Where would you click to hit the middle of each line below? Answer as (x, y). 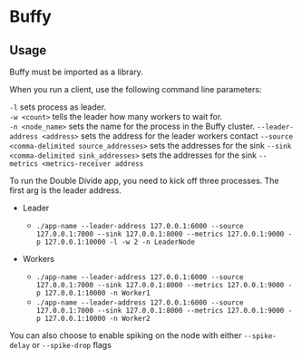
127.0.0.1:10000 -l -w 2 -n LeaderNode (119, 242)
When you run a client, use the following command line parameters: (136, 89)
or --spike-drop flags (71, 345)
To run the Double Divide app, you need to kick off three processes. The (144, 180)
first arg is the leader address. (66, 190)
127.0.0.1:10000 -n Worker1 (97, 293)
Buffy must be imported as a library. (76, 72)
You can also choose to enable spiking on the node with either (126, 335)
